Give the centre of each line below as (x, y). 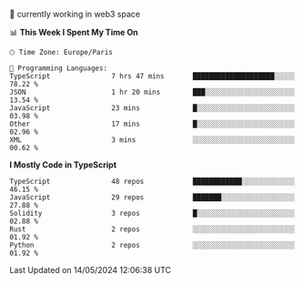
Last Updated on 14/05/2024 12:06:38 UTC (90, 270)
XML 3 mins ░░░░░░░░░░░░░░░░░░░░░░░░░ (152, 140)
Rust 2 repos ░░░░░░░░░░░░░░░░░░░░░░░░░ (152, 229)
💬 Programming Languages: (58, 68)
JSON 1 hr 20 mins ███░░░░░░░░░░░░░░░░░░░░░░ (152, 92)
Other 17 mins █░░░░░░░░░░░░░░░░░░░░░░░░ (152, 124)
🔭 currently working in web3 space (75, 14)
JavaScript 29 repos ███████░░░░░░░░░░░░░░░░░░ (152, 198)
